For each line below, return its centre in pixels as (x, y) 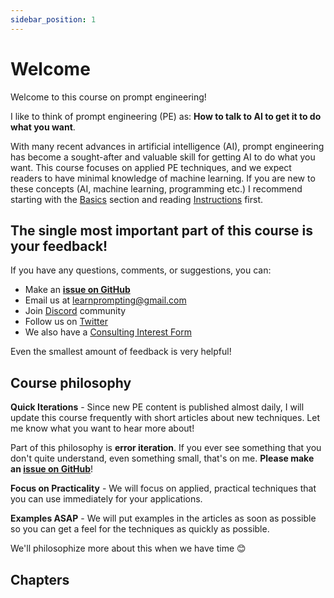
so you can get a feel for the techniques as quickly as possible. (140, 529)
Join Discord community (75, 311)
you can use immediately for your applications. (106, 499)
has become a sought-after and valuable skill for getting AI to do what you (163, 157)
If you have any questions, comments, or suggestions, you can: (141, 270)
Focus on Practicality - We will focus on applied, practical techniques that (163, 488)
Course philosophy (71, 382)
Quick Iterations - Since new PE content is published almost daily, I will (157, 407)
